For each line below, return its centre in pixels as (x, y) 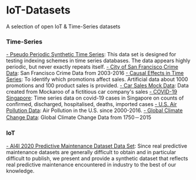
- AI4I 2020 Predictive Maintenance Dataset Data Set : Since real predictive (97, 146)
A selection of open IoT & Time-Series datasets (63, 26)
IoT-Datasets (38, 10)
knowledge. (20, 171)
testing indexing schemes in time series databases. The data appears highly (98, 61)
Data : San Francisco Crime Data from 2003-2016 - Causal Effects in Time (95, 73)
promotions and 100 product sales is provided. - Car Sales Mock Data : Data (98, 86)
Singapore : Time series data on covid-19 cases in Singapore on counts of (95, 98)
